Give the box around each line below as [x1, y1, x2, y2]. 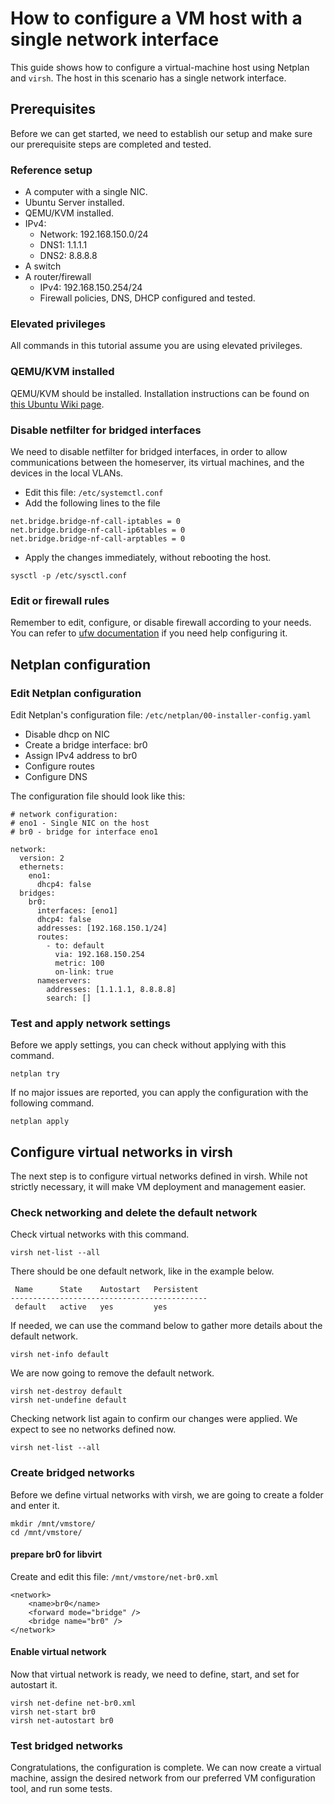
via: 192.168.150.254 [54, 949, 145, 959]
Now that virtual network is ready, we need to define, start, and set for [10, 1668, 300, 1681]
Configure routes [24, 760, 95, 772]
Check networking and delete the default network [10, 1205, 258, 1219]
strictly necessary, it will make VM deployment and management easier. [10, 1181, 307, 1193]
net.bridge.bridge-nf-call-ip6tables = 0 [10, 525, 186, 535]
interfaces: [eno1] [36, 905, 118, 916]
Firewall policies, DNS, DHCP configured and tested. [39, 292, 256, 304]
